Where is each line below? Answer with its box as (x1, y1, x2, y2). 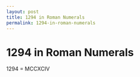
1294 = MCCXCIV (6, 65, 50, 72)
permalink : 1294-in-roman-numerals (6, 20, 96, 26)
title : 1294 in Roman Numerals (6, 14, 85, 20)
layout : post (6, 8, 39, 15)
